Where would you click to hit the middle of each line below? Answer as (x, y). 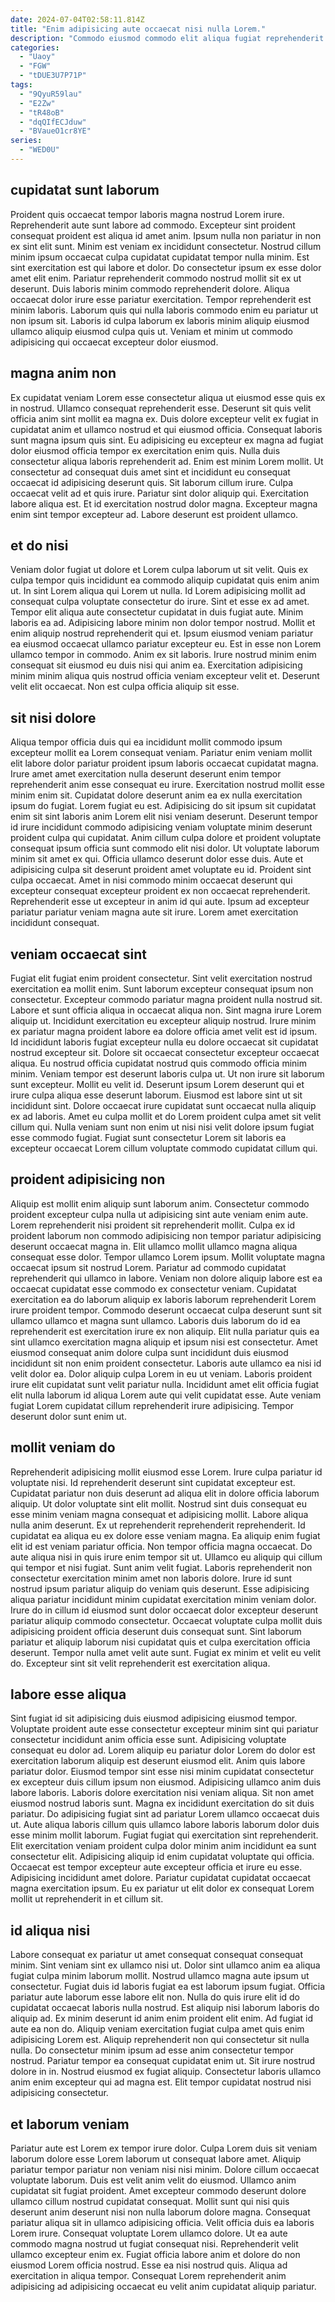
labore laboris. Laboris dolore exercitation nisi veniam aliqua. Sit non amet (162, 1793)
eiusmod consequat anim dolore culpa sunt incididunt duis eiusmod (149, 1352)
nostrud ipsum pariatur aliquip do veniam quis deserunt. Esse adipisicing (160, 1588)
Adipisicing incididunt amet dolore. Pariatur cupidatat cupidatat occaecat (160, 1878)
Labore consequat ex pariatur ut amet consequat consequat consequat (157, 1955)
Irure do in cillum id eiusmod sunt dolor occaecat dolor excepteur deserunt (164, 1610)
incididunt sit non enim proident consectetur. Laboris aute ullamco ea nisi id (166, 1363)
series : (26, 141)
